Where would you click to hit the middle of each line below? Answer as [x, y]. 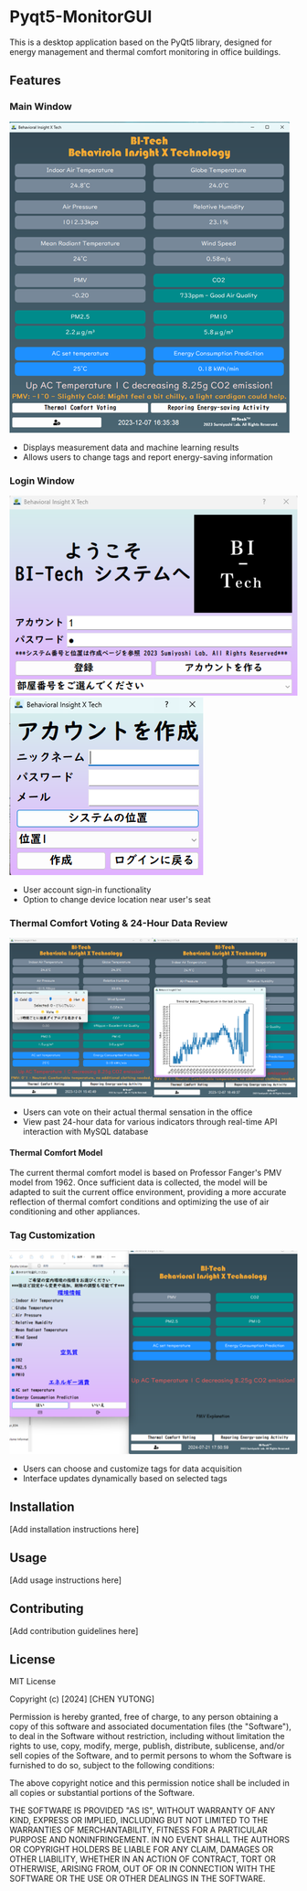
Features [35, 81]
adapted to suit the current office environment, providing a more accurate [148, 1192]
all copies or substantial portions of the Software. [102, 1793]
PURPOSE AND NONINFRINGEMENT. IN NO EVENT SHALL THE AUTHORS [150, 1840]
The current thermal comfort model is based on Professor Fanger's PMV [146, 1173]
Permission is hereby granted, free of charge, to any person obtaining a [144, 1717]
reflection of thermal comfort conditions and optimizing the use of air [139, 1202]
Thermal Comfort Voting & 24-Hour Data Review [119, 923]
